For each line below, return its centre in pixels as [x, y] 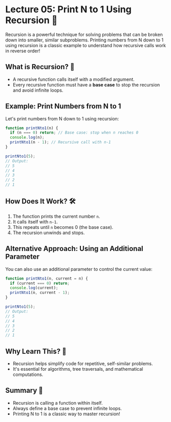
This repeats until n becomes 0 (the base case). [63, 227]
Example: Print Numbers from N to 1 [63, 106]
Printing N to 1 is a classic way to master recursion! [66, 414]
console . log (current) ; [34, 288]
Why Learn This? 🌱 [36, 351]
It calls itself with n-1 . [35, 222]
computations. [28, 374]
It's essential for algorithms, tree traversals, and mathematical [78, 369]
